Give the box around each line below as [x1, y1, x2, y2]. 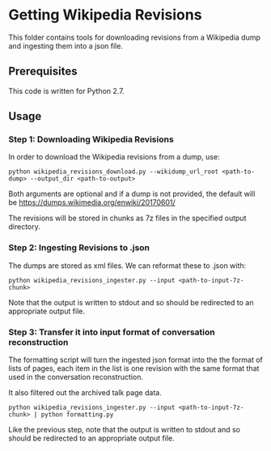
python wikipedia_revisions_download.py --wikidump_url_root [8, 168, 219, 176]
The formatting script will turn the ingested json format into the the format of [8, 355, 263, 365]
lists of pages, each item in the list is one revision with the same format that [8, 364, 260, 373]
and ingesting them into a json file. [8, 40, 124, 50]
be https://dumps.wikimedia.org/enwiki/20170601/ [8, 198, 176, 207]
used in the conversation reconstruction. [8, 372, 144, 382]
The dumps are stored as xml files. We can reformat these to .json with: [8, 261, 247, 270]
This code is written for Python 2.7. [8, 86, 125, 96]
